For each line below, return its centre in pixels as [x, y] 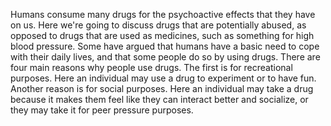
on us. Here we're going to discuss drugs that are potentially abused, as [158, 25]
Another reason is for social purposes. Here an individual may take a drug [162, 88]
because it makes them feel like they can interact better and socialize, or [159, 99]
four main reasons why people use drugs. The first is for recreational [151, 67]
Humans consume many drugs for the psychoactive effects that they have [163, 14]
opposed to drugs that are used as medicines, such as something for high [162, 35]
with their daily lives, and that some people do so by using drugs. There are [165, 57]
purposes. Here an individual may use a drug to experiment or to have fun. [163, 78]
